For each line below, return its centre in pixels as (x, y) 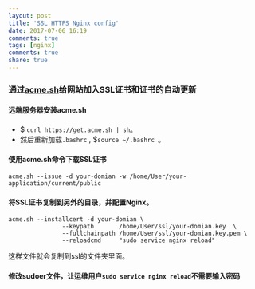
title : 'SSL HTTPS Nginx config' (64, 23)
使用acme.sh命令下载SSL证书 (57, 159)
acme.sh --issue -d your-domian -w (67, 176)
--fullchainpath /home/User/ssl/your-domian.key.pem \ (155, 234)
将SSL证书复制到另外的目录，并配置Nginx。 (81, 202)
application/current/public (55, 184)
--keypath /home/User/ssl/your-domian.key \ (149, 227)
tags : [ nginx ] (32, 46)
